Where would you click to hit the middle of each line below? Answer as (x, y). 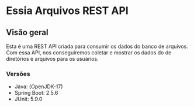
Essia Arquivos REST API (67, 11)
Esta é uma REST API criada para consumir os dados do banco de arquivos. (97, 46)
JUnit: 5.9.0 (28, 99)
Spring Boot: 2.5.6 (36, 93)
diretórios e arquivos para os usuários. (52, 59)
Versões (18, 74)
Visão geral (27, 32)
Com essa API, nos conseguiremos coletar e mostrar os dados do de (89, 53)
